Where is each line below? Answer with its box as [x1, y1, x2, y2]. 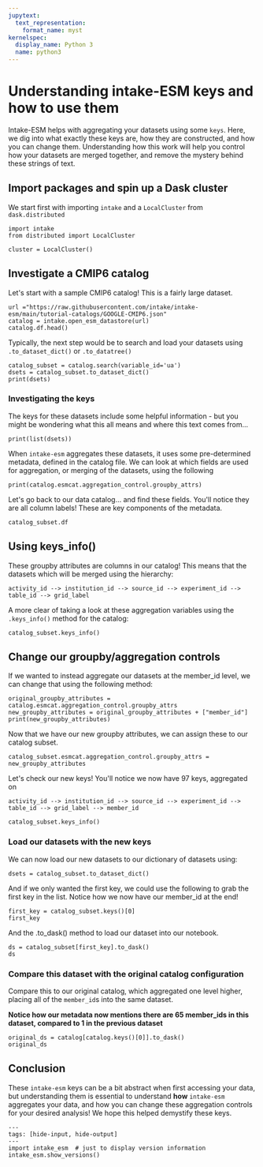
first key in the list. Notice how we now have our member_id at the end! [8, 891, 239, 901]
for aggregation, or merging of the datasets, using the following [8, 465, 214, 475]
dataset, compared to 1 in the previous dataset [8, 1019, 163, 1028]
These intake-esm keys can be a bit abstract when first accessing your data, [8, 1083, 256, 1092]
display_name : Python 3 [15, 41, 93, 49]
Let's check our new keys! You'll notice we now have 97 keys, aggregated [8, 774, 248, 783]
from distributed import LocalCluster [8, 231, 135, 239]
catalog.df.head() [8, 324, 69, 332]
